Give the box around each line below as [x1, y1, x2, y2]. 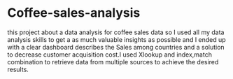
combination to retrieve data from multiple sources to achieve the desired [7, 57, 219, 66]
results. [7, 65, 29, 73]
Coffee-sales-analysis [7, 5, 141, 21]
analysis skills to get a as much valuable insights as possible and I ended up [7, 35, 226, 43]
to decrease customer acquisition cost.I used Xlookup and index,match [7, 50, 212, 59]
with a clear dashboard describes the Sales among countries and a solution [7, 43, 225, 51]
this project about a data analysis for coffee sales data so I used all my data [7, 28, 225, 36]
